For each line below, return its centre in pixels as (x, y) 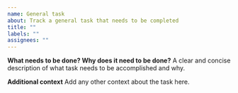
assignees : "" (28, 40)
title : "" (22, 27)
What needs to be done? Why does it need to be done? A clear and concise (119, 60)
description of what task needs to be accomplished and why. (96, 68)
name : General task (36, 14)
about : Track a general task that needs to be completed (93, 21)
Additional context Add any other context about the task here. (98, 82)
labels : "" (23, 34)
